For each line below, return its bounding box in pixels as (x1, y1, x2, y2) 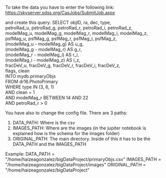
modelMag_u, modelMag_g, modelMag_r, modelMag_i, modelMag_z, (5, 30, 148, 36)
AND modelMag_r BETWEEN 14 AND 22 (5, 95, 89, 101)
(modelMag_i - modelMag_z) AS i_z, (5, 57, 80, 63)
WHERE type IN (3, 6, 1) (5, 84, 55, 90)
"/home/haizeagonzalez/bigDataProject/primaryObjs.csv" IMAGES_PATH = (5, 156, 161, 162)
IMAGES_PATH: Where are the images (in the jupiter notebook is (12, 125, 146, 131)
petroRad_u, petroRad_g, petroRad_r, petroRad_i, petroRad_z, (5, 25, 133, 31)
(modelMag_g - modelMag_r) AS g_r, (5, 47, 82, 52)
